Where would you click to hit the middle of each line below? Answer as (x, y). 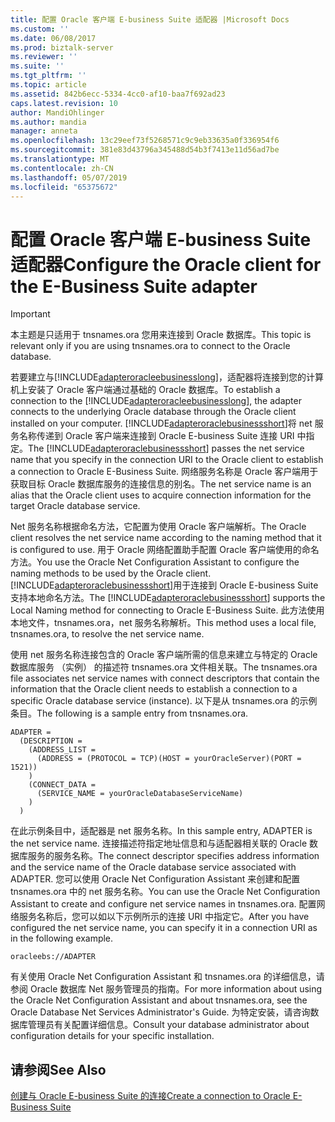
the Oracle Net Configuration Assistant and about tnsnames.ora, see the (159, 1000)
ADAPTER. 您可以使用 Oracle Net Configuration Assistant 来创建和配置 (155, 879)
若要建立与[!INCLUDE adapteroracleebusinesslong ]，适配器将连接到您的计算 (167, 377)
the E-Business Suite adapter (134, 286)
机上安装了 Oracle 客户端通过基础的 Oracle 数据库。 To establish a (145, 390)
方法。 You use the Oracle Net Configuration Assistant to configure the (155, 562)
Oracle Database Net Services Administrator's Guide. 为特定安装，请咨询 (160, 1012)
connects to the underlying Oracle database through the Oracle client (153, 412)
